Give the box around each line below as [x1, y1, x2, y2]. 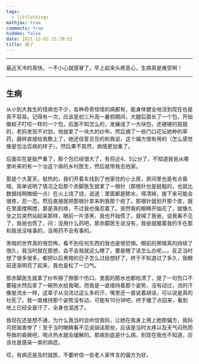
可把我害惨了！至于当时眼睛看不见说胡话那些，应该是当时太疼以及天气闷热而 [6, 324, 193, 331]
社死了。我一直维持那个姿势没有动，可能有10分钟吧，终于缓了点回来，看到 [6, 297, 188, 304]
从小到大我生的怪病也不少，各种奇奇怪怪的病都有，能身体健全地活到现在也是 [6, 105, 193, 112]
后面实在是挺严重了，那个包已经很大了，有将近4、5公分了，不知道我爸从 [6, 155, 184, 162]
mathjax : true [6, 20, 41, 25]
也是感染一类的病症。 [11, 339, 63, 346]
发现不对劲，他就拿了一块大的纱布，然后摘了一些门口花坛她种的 [26, 128, 182, 135]
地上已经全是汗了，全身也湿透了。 [6, 304, 89, 311]
